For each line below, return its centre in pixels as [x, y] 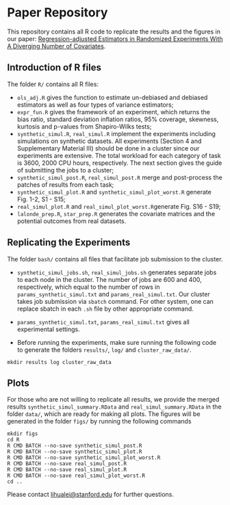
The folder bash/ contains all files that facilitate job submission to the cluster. [115, 259]
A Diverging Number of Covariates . [56, 46]
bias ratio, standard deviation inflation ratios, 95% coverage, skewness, [118, 119]
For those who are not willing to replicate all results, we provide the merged [113, 400]
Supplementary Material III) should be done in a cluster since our [108, 148]
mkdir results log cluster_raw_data [59, 362]
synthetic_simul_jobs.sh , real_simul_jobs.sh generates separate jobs [117, 272]
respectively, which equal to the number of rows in [88, 287]
